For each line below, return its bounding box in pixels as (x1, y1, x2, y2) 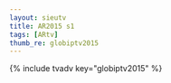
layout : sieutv (9, 13, 67, 23)
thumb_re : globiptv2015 (9, 38, 100, 48)
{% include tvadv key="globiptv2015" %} (9, 63, 163, 74)
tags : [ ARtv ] (9, 30, 59, 39)
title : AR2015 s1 (9, 22, 75, 31)
